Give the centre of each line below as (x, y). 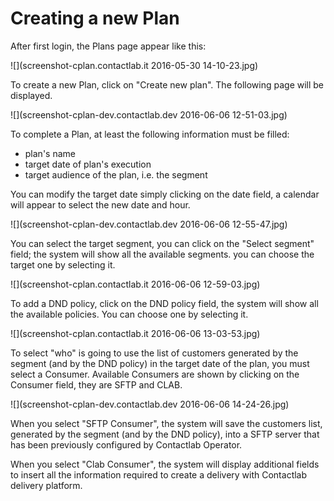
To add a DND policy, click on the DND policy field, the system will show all (164, 303)
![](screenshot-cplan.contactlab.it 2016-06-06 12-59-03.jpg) (135, 284)
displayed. (31, 95)
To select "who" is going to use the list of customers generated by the (154, 353)
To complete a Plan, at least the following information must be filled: (150, 134)
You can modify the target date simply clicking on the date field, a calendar (165, 194)
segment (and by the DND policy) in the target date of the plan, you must (160, 363)
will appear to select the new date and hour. (100, 204)
